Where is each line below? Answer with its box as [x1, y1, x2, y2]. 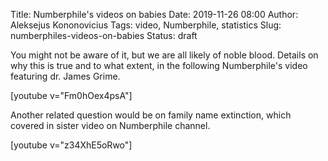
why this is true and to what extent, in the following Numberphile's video [10, 60, 308, 71]
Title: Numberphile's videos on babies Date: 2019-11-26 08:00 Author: [10, 9, 299, 20]
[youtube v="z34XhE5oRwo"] [10, 139, 133, 151]
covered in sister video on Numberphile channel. [10, 120, 211, 131]
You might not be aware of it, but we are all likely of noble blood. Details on [10, 49, 319, 61]
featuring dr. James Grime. [10, 70, 121, 82]
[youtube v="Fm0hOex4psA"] [10, 90, 133, 101]
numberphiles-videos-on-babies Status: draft [10, 30, 198, 41]
